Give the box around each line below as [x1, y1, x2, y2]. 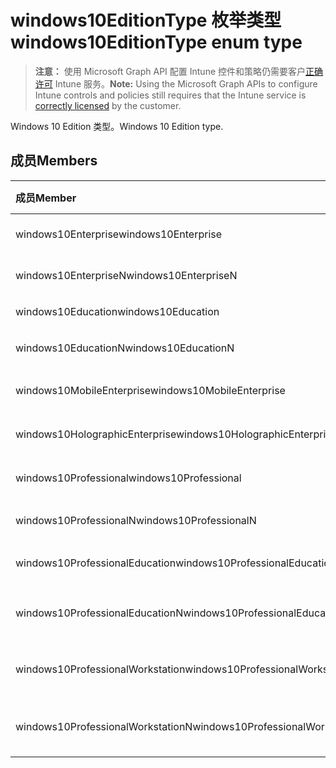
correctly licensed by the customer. [34, 99, 182, 111]
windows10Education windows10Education [15, 304, 220, 318]
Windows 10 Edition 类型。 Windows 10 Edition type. [10, 120, 224, 132]
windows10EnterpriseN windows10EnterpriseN [15, 268, 238, 282]
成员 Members [10, 152, 98, 170]
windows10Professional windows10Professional [15, 471, 242, 485]
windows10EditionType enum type [10, 31, 303, 54]
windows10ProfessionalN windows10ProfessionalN [15, 513, 257, 527]
